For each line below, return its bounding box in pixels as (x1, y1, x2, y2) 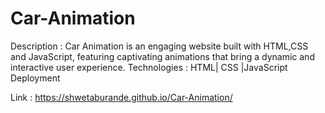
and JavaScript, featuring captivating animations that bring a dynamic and (10, 50, 315, 62)
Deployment (10, 72, 61, 84)
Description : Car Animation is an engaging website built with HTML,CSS (10, 40, 309, 52)
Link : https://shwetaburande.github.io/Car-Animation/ (10, 91, 233, 103)
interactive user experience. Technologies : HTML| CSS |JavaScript (10, 61, 288, 73)
